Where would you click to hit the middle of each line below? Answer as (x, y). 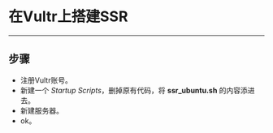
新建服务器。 (41, 110)
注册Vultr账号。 (46, 80)
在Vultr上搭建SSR (68, 17)
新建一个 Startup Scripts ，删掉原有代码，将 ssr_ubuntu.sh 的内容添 (134, 90)
